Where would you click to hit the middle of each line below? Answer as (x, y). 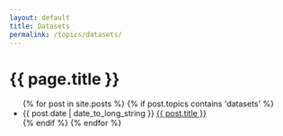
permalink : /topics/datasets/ (66, 34)
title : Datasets (40, 26)
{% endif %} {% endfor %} (72, 123)
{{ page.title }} (65, 79)
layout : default (40, 18)
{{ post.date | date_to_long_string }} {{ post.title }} (114, 113)
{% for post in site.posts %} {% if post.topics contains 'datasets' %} (148, 104)
